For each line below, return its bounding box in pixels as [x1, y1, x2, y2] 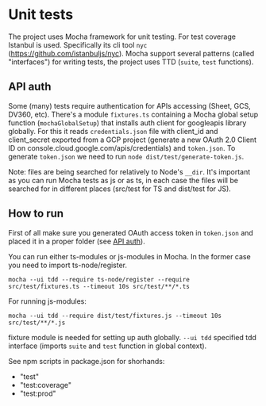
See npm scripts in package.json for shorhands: [8, 356, 165, 366]
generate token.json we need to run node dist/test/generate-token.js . [8, 151, 245, 161]
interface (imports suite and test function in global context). [8, 341, 207, 350]
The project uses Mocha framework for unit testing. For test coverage [8, 32, 237, 41]
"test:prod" [19, 389, 57, 398]
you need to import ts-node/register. [8, 260, 128, 270]
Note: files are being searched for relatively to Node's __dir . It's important [8, 167, 251, 176]
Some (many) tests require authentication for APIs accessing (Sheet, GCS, [8, 101, 252, 110]
